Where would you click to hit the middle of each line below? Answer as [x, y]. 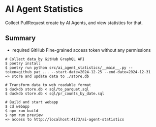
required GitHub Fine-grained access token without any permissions [81, 50]
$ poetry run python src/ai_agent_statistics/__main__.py [66, 67]
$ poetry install [23, 63]
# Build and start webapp [31, 102]
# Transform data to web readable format [48, 85]
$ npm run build [22, 111]
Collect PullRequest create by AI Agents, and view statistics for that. [74, 23]
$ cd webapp [17, 106]
